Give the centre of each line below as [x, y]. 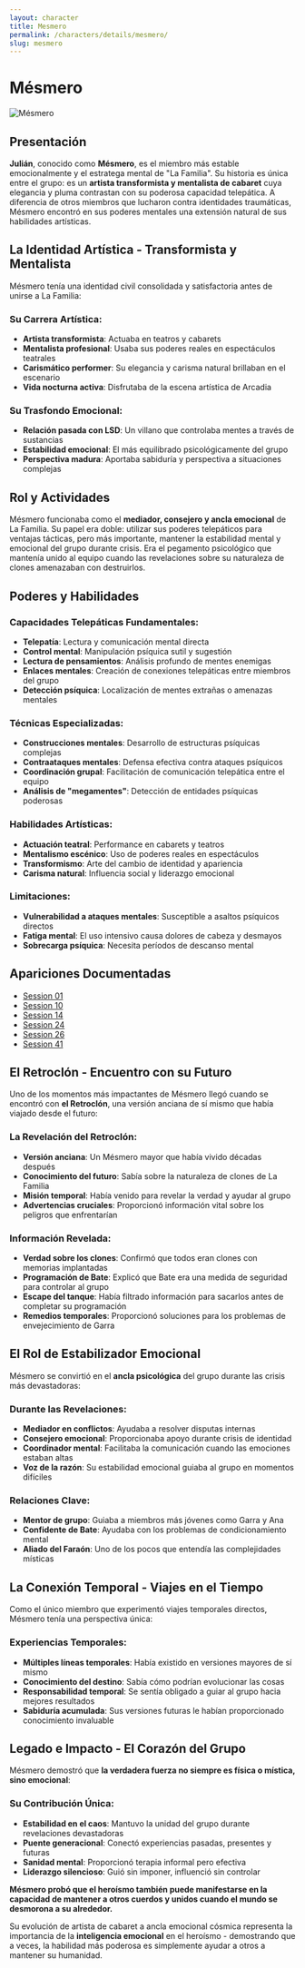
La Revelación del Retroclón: [74, 1137]
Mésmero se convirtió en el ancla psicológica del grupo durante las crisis [148, 1375]
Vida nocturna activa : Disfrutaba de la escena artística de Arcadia [147, 388]
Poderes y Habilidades [74, 596]
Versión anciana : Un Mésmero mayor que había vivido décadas [142, 1156]
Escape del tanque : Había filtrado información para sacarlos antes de [153, 1297]
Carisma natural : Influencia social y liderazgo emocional [128, 873]
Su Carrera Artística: [56, 319]
